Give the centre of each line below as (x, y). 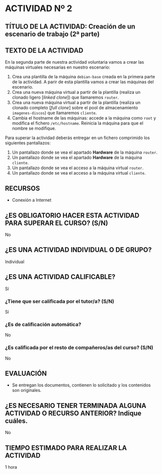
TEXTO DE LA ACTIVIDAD (44, 50)
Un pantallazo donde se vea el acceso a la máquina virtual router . (78, 168)
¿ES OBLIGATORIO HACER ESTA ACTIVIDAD (72, 215)
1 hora (11, 467)
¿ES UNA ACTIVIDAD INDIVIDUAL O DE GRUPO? (78, 250)
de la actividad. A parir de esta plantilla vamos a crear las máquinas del (83, 82)
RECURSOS (22, 188)
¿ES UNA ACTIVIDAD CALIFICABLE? (60, 277)
